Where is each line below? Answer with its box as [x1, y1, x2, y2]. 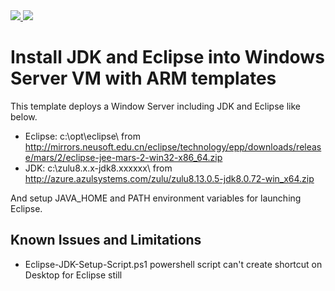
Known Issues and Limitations [10, 232, 202, 249]
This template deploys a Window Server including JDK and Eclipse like [10, 100, 301, 112]
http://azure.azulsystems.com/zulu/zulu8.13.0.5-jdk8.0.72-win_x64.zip [24, 172, 315, 184]
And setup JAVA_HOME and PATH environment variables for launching [10, 192, 302, 204]
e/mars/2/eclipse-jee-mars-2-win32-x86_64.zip [24, 151, 223, 163]
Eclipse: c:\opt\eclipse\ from [24, 130, 141, 142]
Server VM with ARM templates [10, 67, 277, 90]
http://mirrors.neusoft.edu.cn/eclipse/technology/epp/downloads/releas [24, 140, 322, 153]
